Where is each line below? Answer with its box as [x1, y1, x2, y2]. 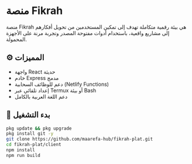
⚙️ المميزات [6, 53, 44, 62]
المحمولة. [6, 36, 28, 43]
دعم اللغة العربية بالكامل [14, 93, 68, 100]
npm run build [6, 152, 41, 158]
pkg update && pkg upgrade [6, 125, 72, 131]
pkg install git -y [6, 131, 54, 137]
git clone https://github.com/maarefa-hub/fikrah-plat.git [6, 136, 153, 142]
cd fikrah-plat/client [6, 142, 61, 148]
